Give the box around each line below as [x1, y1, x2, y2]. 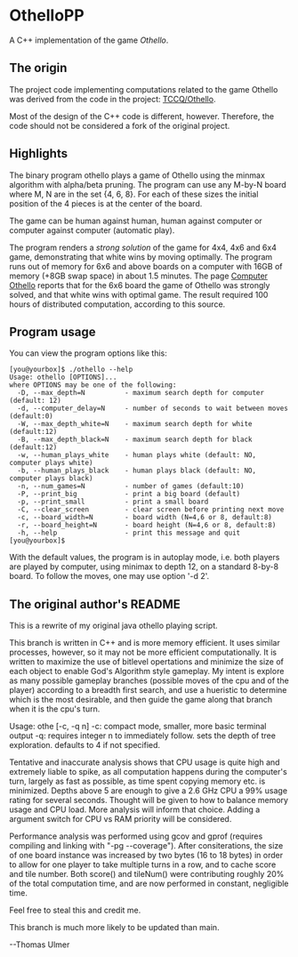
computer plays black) [9, 474, 93, 483]
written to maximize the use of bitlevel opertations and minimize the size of [9, 656, 285, 667]
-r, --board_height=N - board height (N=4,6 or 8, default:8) [17, 521, 277, 530]
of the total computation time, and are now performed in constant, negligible [9, 878, 289, 889]
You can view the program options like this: [9, 348, 167, 358]
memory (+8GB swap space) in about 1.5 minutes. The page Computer [9, 270, 269, 281]
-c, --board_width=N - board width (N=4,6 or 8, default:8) [17, 513, 273, 522]
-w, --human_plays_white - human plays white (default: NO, [17, 451, 256, 460]
